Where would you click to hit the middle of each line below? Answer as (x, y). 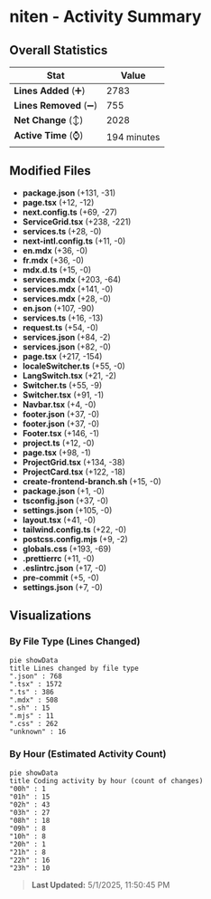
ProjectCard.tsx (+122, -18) (74, 472)
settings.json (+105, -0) (67, 510)
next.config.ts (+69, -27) (69, 212)
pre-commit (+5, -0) (60, 578)
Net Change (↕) (49, 120)
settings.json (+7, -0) (63, 587)
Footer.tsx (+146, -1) (61, 433)
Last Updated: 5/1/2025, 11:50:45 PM (101, 885)
